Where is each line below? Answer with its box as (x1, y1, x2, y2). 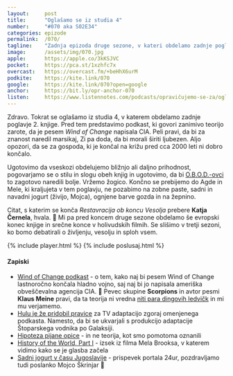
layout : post (7, 10, 58, 17)
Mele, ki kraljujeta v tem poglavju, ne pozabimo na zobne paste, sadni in (7, 185, 213, 193)
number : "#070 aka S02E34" (7, 23, 98, 30)
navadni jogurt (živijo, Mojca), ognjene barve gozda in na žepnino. (7, 193, 196, 201)
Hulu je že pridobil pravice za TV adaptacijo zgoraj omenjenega (17, 310, 199, 318)
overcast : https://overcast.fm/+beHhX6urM (7, 68, 138, 75)
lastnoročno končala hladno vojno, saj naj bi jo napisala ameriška (17, 280, 202, 288)
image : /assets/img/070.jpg (7, 49, 104, 56)
